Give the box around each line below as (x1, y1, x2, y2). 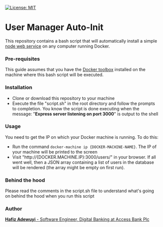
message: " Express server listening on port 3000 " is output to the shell (12, 111, 158, 117)
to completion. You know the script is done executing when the (12, 105, 140, 111)
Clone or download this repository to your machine (12, 95, 115, 101)
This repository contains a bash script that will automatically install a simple (5, 38, 158, 44)
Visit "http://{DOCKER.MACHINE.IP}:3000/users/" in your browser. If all (12, 154, 156, 160)
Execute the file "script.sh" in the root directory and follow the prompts (12, 101, 155, 106)
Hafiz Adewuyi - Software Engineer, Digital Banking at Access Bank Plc (5, 216, 150, 223)
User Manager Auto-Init (5, 22, 104, 33)
